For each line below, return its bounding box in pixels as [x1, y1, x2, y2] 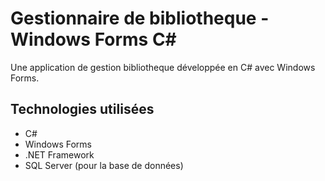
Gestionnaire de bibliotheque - [10, 7, 270, 30]
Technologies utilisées [10, 101, 155, 118]
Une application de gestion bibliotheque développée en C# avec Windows [10, 61, 316, 73]
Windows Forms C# [10, 28, 177, 51]
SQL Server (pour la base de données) [24, 159, 184, 171]
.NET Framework [24, 148, 95, 161]
